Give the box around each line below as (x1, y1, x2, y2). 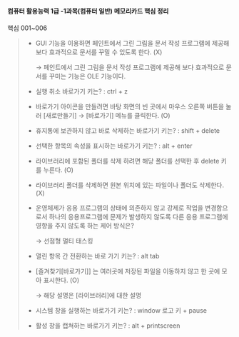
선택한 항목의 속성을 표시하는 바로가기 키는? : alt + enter (35, 141, 193, 150)
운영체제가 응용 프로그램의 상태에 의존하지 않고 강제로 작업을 (35, 203, 203, 212)
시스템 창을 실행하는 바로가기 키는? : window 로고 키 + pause (35, 306, 207, 315)
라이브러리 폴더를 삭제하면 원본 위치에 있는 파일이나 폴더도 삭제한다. (35, 181, 225, 189)
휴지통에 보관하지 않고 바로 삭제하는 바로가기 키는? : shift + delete (35, 126, 220, 135)
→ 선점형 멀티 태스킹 (35, 236, 93, 246)
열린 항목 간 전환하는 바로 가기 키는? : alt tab (35, 252, 160, 261)
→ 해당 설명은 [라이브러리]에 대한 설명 (35, 291, 142, 300)
